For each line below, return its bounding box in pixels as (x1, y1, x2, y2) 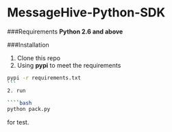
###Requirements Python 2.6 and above (7, 27, 123, 36)
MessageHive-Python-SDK (7, 5, 166, 21)
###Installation (7, 40, 49, 49)
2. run (7, 87, 26, 94)
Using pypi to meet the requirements (16, 61, 121, 69)
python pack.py (7, 106, 51, 113)
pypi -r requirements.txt (7, 74, 81, 81)
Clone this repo (16, 53, 60, 62)
